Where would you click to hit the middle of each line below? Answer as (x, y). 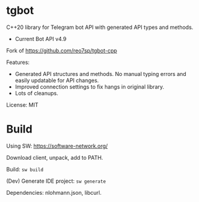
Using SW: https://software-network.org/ (57, 146)
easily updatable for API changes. (57, 80)
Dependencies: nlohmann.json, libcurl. (54, 192)
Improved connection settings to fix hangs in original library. (90, 87)
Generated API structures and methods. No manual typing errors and (101, 74)
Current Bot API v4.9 (41, 39)
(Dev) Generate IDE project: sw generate (56, 181)
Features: (18, 62)
